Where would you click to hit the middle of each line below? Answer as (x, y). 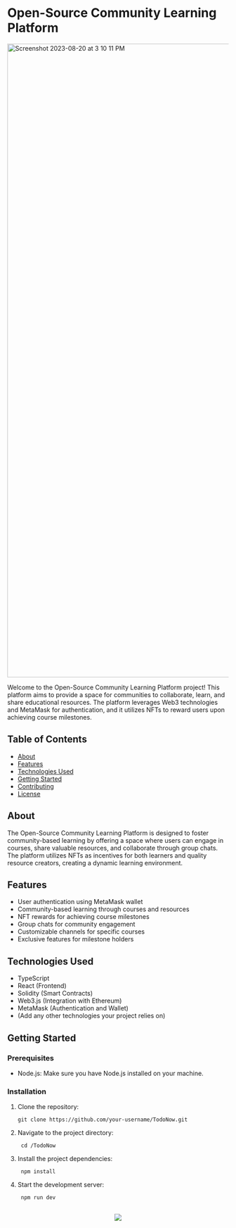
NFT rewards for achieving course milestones (83, 917)
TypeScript (33, 978)
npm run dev (38, 1198)
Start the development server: (61, 1185)
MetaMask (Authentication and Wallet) (73, 1008)
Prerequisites (31, 1058)
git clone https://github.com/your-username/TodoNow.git (103, 1120)
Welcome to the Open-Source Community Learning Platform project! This (113, 687)
